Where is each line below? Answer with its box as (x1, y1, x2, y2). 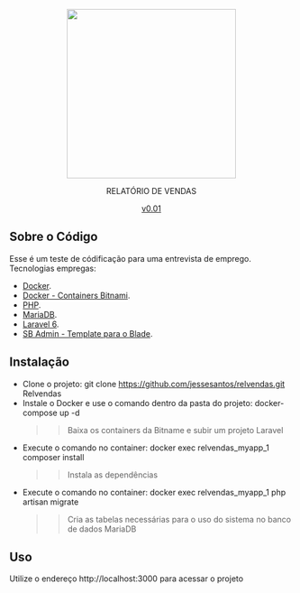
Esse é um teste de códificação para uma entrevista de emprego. (9, 253, 252, 264)
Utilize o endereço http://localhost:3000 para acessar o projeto (9, 573, 244, 584)
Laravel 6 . (22, 319, 59, 329)
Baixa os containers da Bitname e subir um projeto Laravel (67, 424, 284, 435)
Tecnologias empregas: (9, 263, 96, 273)
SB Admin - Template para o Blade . (22, 328, 153, 338)
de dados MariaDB (67, 524, 137, 534)
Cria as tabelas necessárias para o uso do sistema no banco (67, 514, 291, 524)
